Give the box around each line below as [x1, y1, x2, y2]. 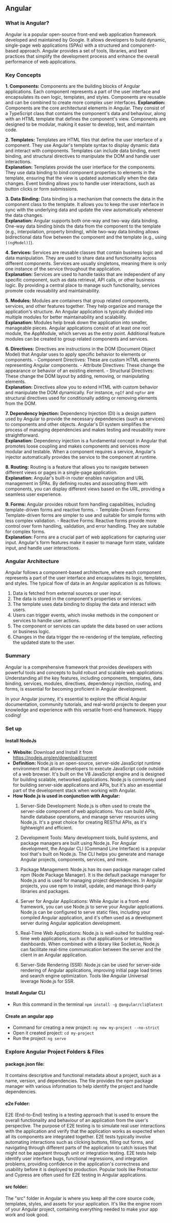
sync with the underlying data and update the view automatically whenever [5, 207, 164, 213]
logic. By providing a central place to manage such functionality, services [5, 282, 160, 288]
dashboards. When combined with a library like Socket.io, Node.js [20, 940, 160, 947]
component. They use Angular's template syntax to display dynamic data [5, 142, 160, 148]
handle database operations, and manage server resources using [20, 813, 158, 820]
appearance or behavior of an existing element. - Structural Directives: [5, 367, 155, 374]
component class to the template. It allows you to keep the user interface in [5, 201, 164, 207]
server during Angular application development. [20, 920, 121, 926]
